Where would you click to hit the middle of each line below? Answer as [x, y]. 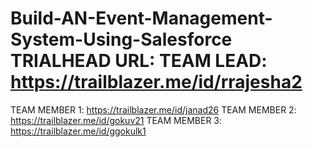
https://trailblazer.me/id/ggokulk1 [78, 131]
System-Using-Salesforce [121, 39]
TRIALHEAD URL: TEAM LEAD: [139, 61]
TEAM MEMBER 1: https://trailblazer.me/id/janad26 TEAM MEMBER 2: [153, 109]
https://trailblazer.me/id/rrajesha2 [156, 82]
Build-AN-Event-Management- [141, 18]
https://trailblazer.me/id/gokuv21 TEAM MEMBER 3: [116, 120]
